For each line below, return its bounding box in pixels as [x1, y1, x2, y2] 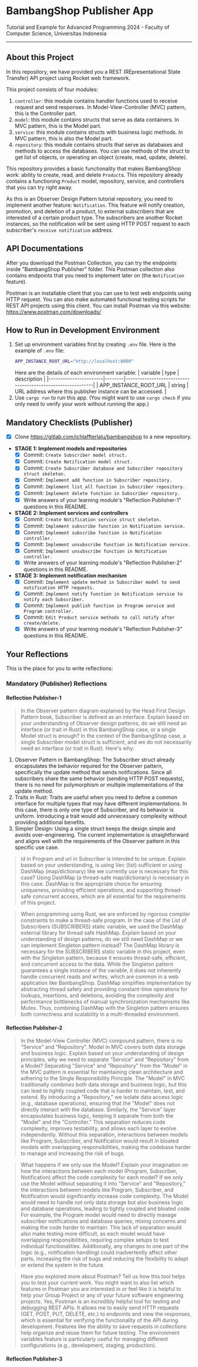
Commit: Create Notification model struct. [23, 458, 133, 465]
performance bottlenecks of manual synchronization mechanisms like [20, 998, 190, 1005]
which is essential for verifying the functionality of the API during [20, 1317, 179, 1324]
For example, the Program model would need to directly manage [20, 1211, 177, 1219]
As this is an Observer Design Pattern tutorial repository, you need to [6, 195, 173, 202]
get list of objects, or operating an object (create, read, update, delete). [14, 153, 187, 160]
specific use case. [14, 844, 60, 851]
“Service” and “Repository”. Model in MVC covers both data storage [20, 1044, 186, 1051]
